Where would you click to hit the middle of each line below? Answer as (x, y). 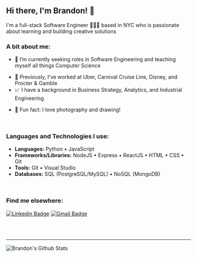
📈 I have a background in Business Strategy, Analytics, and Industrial (98, 90)
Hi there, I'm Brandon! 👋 (50, 11)
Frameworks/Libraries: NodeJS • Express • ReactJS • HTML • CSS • (99, 155)
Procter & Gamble (36, 84)
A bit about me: (28, 46)
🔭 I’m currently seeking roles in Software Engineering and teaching (95, 59)
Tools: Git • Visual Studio (45, 168)
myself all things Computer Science (57, 66)
